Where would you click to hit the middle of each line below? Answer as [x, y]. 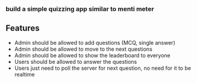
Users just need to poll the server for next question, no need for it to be [102, 68]
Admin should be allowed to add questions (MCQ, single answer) [95, 42]
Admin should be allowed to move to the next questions [83, 49]
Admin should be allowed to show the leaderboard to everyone [92, 55]
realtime [24, 74]
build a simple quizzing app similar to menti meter [80, 9]
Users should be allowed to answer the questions [76, 62]
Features [23, 28]
